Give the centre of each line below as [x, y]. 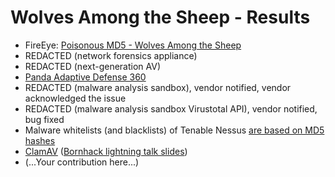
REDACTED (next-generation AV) [92, 66]
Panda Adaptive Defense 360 [85, 77]
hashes [40, 140]
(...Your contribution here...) [82, 162]
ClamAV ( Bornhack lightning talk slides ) [106, 151]
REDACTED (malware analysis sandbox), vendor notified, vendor [158, 87]
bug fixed [44, 119]
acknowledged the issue [75, 98]
